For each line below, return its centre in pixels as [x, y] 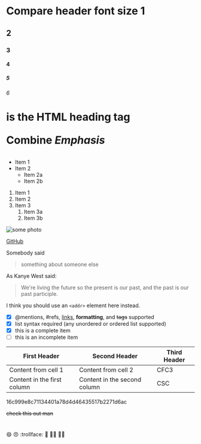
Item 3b [33, 218]
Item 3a [33, 212]
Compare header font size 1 [76, 11]
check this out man [30, 414]
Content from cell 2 [106, 370]
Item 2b [33, 181]
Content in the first [35, 379]
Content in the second [110, 379]
